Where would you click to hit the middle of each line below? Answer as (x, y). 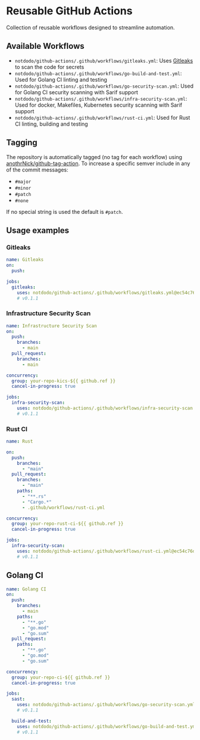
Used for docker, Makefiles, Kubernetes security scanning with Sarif (99, 105)
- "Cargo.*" (37, 502)
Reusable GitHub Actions (69, 11)
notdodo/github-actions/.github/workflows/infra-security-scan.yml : (101, 98)
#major (23, 182)
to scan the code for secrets (49, 67)
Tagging (22, 143)
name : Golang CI (26, 589)
